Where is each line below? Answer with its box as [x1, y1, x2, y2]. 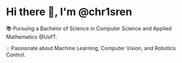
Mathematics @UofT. [6, 33, 58, 40]
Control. [6, 51, 26, 58]
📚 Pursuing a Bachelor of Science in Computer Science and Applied [6, 24, 172, 32]
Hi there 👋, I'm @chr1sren [6, 5, 132, 19]
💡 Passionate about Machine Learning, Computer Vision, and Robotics [6, 44, 176, 51]
